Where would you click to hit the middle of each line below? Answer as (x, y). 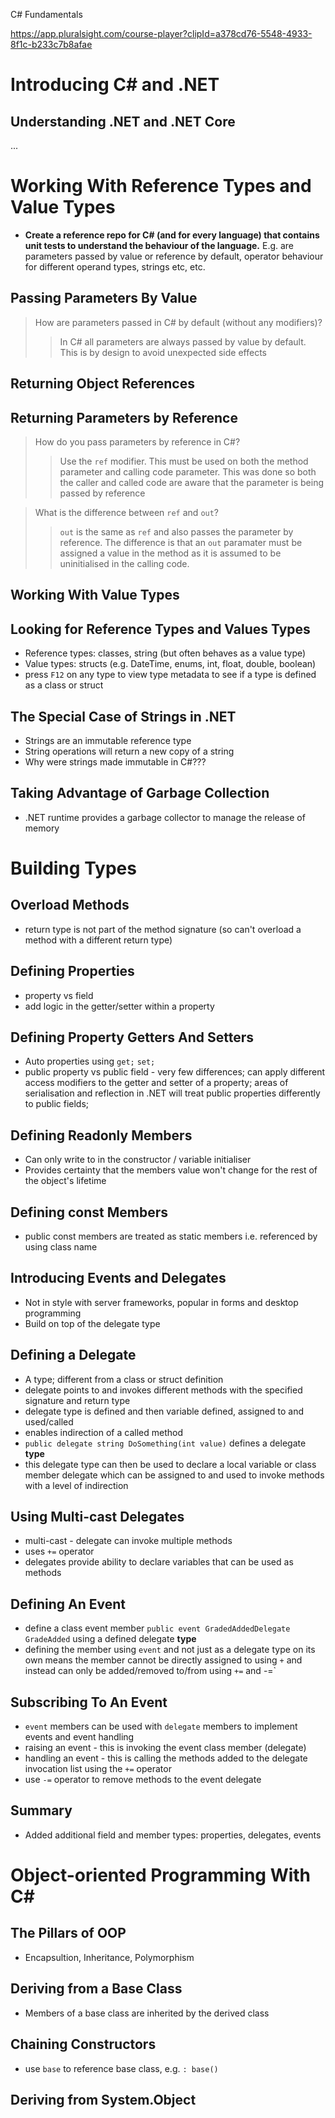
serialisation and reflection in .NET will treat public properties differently (172, 1093)
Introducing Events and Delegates (118, 1278)
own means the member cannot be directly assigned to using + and (163, 1660)
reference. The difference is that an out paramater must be (181, 542)
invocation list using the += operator (98, 1769)
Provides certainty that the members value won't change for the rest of (171, 1170)
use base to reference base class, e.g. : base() (121, 2068)
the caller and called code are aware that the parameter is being (192, 482)
